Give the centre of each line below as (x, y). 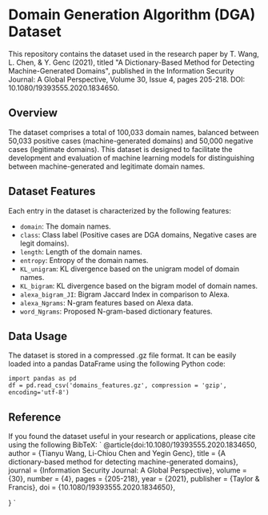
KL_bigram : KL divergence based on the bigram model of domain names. (139, 285)
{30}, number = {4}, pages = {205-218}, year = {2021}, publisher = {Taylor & (134, 479)
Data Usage (38, 336)
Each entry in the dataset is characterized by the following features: (120, 210)
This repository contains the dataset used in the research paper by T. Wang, (134, 54)
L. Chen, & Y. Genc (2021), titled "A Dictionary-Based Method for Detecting (131, 62)
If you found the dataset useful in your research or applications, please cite (132, 437)
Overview (33, 113)
